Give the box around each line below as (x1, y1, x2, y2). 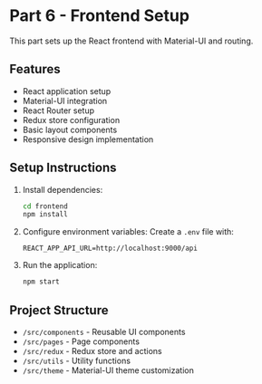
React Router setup (22, 105, 95, 116)
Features (9, 62, 61, 77)
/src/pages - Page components (22, 336, 141, 347)
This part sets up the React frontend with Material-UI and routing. (9, 35, 254, 46)
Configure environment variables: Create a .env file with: (22, 226, 234, 237)
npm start (22, 277, 61, 286)
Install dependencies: (22, 184, 103, 195)
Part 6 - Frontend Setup (9, 5, 190, 26)
